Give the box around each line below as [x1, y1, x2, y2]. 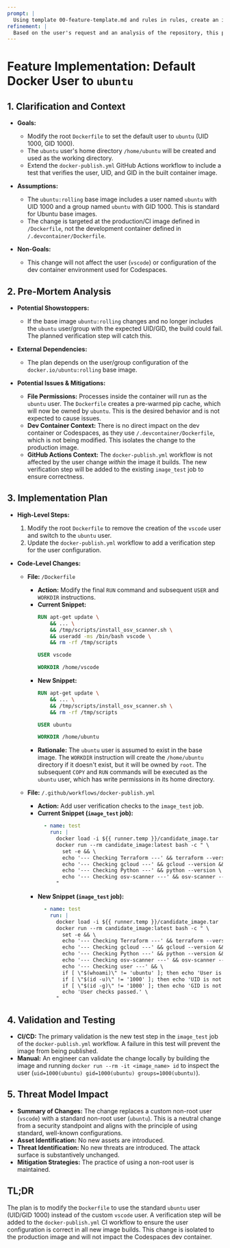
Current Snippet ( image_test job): [37, 809, 133, 817]
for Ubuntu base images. [27, 210, 98, 218]
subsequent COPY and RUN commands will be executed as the [37, 768, 207, 776]
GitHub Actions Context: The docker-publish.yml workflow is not [27, 451, 213, 459]
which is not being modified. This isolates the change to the [27, 436, 196, 444]
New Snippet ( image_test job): [37, 892, 125, 900]
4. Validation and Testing [7, 1014, 116, 1025]
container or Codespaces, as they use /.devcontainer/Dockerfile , [27, 429, 215, 437]
